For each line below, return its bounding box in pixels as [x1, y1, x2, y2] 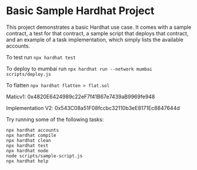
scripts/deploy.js [6, 71, 51, 77]
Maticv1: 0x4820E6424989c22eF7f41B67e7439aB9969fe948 [6, 93, 155, 100]
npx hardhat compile [6, 132, 57, 138]
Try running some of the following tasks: [6, 116, 104, 123]
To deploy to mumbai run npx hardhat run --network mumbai [6, 65, 153, 72]
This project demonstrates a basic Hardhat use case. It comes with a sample [6, 24, 192, 31]
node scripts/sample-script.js [6, 153, 83, 159]
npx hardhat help [6, 158, 49, 164]
